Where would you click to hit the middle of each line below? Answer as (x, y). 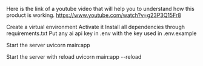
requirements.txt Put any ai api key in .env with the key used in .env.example (101, 33)
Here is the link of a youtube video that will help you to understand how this (101, 9)
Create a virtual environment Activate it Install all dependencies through (95, 27)
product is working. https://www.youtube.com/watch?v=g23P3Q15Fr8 (94, 15)
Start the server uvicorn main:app (48, 45)
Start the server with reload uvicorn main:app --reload (74, 57)
